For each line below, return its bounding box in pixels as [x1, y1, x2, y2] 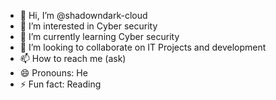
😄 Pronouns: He [19, 67, 88, 79]
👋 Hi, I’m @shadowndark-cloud [19, 10, 148, 21]
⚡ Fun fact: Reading [19, 78, 102, 90]
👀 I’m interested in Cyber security [19, 20, 158, 32]
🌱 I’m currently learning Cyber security [19, 31, 180, 42]
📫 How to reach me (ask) [19, 53, 127, 64]
